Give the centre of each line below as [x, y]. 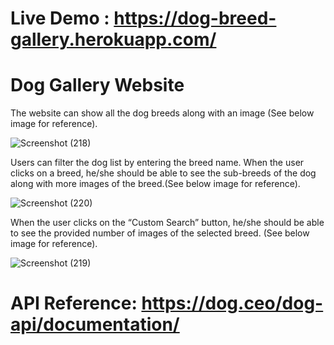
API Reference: [74, 303]
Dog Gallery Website [97, 85]
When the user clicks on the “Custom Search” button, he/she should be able [167, 223]
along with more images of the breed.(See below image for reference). [155, 184]
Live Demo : [60, 18]
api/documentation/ [95, 324]
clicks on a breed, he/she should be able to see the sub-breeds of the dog [163, 173]
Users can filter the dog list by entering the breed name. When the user [157, 163]
